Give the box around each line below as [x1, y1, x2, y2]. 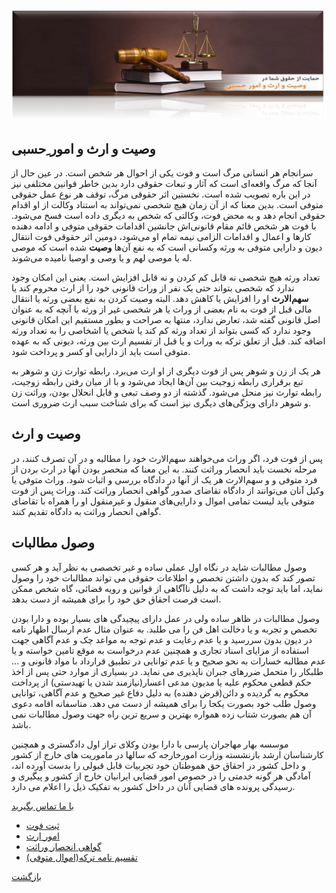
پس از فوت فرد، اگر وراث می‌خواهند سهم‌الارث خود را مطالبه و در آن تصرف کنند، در [11, 452, 323, 464]
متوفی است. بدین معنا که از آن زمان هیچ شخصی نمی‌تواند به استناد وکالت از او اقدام [11, 199, 324, 210]
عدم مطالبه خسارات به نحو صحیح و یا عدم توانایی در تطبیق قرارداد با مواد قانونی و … [11, 655, 327, 667]
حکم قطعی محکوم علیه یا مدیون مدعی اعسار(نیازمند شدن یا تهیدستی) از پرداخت [11, 676, 312, 688]
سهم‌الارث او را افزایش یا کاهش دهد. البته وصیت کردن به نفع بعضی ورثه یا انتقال [11, 293, 309, 304]
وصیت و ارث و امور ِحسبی [11, 140, 156, 157]
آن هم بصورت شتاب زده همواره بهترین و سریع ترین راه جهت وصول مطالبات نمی [11, 708, 312, 720]
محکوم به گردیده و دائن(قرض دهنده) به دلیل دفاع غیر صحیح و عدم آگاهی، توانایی [11, 686, 309, 699]
